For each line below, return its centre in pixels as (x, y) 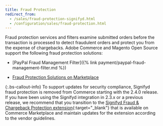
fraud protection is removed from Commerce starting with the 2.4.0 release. (82, 92)
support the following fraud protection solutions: (54, 53)
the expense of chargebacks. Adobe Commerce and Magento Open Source (81, 48)
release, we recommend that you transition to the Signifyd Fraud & (72, 103)
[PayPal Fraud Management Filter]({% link (54, 63)
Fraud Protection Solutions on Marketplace (55, 77)
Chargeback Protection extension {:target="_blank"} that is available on (77, 108)
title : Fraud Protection (30, 10)
